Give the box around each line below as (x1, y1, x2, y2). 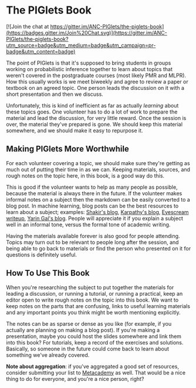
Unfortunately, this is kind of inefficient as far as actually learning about (6, 102, 179, 109)
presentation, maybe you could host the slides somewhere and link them (6, 333, 182, 340)
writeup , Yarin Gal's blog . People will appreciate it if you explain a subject (6, 215, 183, 222)
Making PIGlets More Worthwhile (6, 144, 129, 154)
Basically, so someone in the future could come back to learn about (6, 345, 169, 352)
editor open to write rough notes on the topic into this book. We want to (6, 296, 179, 303)
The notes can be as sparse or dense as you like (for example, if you (6, 320, 172, 327)
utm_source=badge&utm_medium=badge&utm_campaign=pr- (6, 42, 156, 49)
